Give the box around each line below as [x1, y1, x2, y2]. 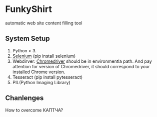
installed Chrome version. [12, 69, 65, 75]
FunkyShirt [5, 3, 52, 15]
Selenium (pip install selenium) [12, 53, 76, 59]
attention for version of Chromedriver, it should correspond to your [12, 63, 150, 69]
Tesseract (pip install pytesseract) [12, 74, 83, 80]
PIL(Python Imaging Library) [12, 79, 71, 85]
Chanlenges [5, 94, 44, 103]
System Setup [5, 34, 50, 43]
